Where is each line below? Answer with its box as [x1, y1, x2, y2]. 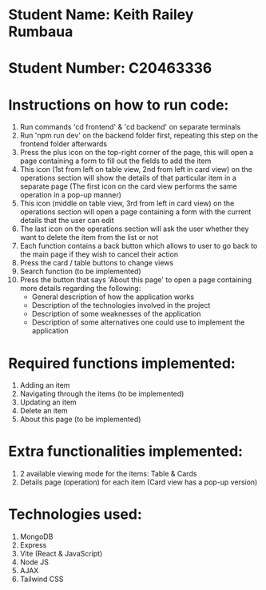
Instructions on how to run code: [8, 96, 229, 114]
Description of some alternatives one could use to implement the [31, 317, 245, 327]
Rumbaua [8, 22, 73, 41]
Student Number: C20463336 [8, 59, 212, 78]
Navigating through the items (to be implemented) [19, 389, 185, 399]
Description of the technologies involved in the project [31, 301, 211, 310]
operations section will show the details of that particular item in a [19, 173, 237, 183]
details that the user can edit [19, 216, 114, 225]
